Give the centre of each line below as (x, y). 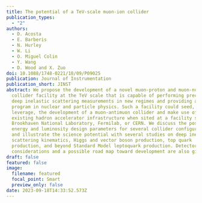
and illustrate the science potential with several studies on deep (99, 135)
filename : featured (36, 174)
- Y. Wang (24, 62)
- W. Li (21, 51)
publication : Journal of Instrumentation (59, 79)
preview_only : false (37, 185)
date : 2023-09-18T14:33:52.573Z (47, 190)
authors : (17, 29)
